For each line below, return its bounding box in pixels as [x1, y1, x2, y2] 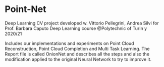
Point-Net [5, 3, 46, 15]
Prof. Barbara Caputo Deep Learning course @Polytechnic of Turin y [5, 25, 147, 31]
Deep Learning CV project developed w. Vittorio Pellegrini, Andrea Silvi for [5, 20, 159, 26]
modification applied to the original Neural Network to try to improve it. [5, 56, 152, 62]
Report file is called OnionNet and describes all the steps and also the [5, 51, 150, 57]
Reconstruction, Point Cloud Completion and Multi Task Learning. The [5, 45, 150, 51]
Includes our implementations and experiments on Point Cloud [5, 40, 134, 46]
